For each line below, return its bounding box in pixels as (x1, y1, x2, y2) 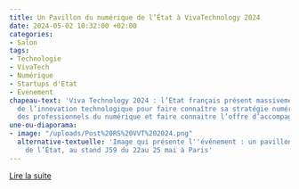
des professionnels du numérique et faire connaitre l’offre (17, 112, 249, 121)
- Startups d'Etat (9, 79, 77, 88)
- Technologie (9, 54, 62, 63)
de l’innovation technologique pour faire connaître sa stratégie (17, 104, 269, 113)
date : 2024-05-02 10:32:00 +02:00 (9, 21, 138, 30)
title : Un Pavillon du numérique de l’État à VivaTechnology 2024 (9, 12, 261, 22)
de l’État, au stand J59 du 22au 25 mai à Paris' (25, 145, 214, 154)
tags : (9, 46, 29, 55)
